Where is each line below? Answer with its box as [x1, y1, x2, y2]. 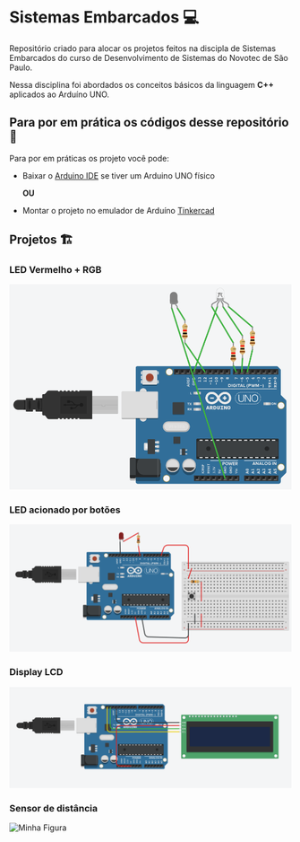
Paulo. [9, 62, 33, 73]
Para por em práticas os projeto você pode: [9, 153, 170, 163]
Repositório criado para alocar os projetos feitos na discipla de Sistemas [9, 42, 276, 54]
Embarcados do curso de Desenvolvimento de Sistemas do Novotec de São [9, 52, 288, 63]
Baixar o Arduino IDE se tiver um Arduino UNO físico [21, 170, 215, 180]
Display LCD [9, 666, 64, 679]
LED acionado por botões [9, 504, 121, 516]
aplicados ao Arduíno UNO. [9, 89, 110, 100]
